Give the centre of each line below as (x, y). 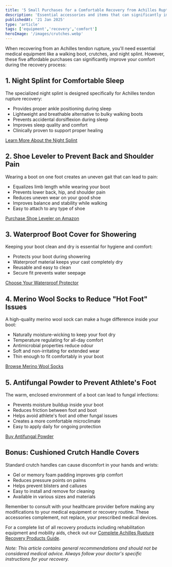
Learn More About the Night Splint (41, 140)
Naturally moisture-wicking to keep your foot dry (64, 335)
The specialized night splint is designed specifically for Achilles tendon (80, 93)
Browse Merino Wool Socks (35, 366)
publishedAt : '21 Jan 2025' (35, 19)
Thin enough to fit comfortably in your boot (58, 356)
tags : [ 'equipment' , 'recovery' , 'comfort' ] (51, 29)
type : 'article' (23, 24)
